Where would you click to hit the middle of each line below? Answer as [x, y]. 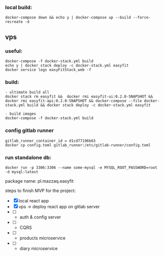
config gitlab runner [30, 130]
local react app [34, 200]
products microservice [42, 238]
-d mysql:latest [22, 172]
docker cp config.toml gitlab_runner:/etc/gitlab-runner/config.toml [78, 145]
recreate [14, 22]
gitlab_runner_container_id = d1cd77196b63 [50, 141]
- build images [21, 114]
